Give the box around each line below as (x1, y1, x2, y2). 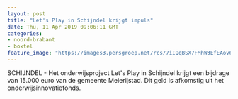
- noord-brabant (7, 37, 55, 44)
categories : (7, 29, 42, 37)
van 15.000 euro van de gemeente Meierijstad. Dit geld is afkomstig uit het (7, 76, 225, 84)
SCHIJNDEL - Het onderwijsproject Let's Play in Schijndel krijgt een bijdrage (7, 68, 230, 77)
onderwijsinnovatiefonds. (7, 84, 81, 92)
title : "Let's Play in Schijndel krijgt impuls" (7, 17, 154, 24)
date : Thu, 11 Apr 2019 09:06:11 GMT (7, 23, 119, 30)
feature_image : (7, 50, 52, 57)
